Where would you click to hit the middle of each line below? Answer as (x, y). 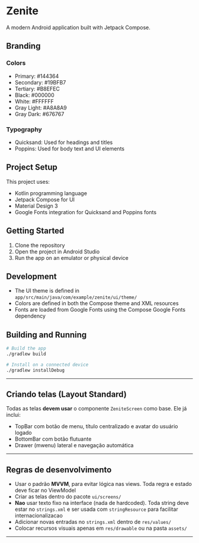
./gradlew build (26, 354)
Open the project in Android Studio (57, 252)
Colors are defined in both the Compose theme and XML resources (97, 303)
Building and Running (46, 335)
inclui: (13, 415)
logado (23, 433)
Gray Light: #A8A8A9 (41, 108)
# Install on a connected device (47, 365)
